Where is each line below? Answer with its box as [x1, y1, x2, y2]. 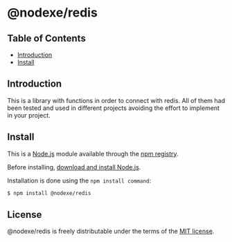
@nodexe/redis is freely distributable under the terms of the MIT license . [7, 227, 215, 236]
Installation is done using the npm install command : [7, 176, 152, 185]
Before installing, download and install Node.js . [7, 162, 141, 171]
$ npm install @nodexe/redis [7, 189, 91, 196]
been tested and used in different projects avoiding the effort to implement [7, 104, 220, 112]
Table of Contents [7, 32, 87, 44]
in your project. [7, 111, 51, 119]
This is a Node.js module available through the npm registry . [7, 149, 179, 158]
